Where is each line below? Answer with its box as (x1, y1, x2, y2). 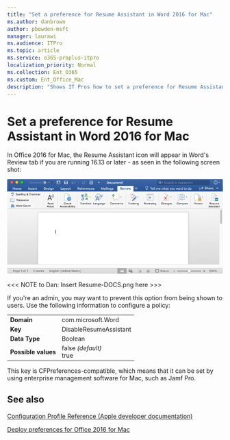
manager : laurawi (7, 33, 57, 40)
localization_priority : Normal (7, 62, 97, 69)
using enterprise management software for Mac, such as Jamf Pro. (7, 374, 196, 382)
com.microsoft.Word (61, 315, 120, 323)
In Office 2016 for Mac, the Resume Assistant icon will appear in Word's (7, 151, 209, 159)
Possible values (10, 347, 56, 356)
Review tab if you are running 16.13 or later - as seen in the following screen (7, 158, 220, 167)
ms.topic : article (7, 47, 60, 54)
